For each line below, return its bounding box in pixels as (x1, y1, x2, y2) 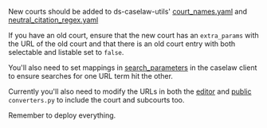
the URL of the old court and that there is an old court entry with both (8, 39, 236, 48)
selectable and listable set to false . (8, 48, 124, 56)
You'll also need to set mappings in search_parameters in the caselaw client (8, 63, 257, 72)
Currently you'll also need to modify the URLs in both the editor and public (8, 87, 252, 96)
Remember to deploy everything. (8, 111, 116, 120)
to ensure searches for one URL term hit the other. (8, 72, 174, 80)
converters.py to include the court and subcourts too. (8, 95, 185, 104)
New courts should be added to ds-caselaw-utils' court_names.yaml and (8, 7, 247, 16)
